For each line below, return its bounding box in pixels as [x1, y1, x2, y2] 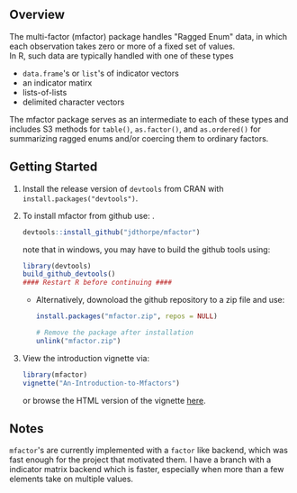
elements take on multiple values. [9, 473, 133, 485]
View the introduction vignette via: [22, 352, 150, 363]
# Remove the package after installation [35, 328, 193, 337]
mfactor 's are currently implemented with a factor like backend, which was [9, 445, 288, 456]
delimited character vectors [22, 96, 125, 107]
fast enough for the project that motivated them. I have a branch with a [9, 454, 272, 465]
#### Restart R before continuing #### [22, 278, 173, 288]
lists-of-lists [22, 87, 67, 97]
